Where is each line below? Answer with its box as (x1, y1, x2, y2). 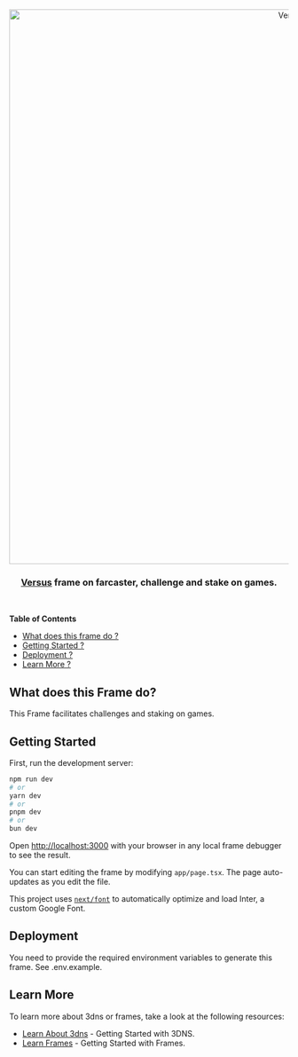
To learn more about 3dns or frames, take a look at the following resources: (9, 1011, 285, 1022)
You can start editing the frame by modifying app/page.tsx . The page (9, 867, 262, 878)
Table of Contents (9, 613, 77, 624)
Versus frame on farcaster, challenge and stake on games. (20, 576, 278, 588)
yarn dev (9, 791, 42, 801)
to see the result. (9, 850, 71, 861)
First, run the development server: (9, 757, 134, 768)
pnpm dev (9, 808, 42, 816)
